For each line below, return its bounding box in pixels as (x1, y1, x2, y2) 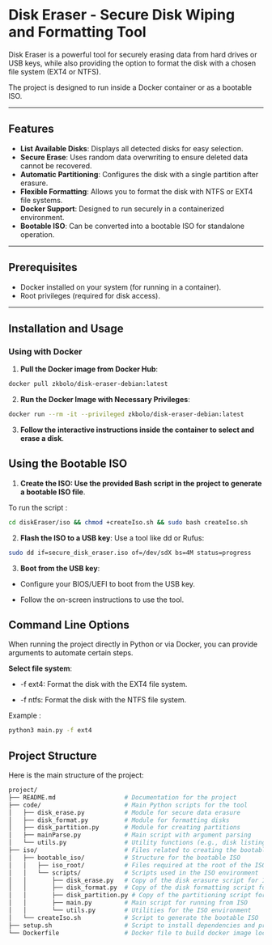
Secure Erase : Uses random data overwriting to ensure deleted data (19, 152, 249, 162)
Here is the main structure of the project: (8, 770, 144, 780)
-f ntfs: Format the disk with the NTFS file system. (19, 695, 187, 705)
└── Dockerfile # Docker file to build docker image (8, 929, 252, 937)
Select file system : (8, 663, 73, 673)
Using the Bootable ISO (8, 457, 128, 471)
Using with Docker (8, 345, 83, 357)
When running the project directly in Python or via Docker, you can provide (8, 639, 258, 649)
